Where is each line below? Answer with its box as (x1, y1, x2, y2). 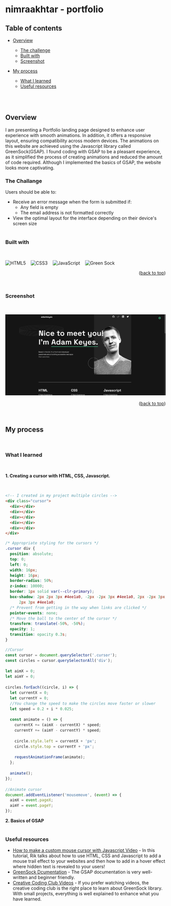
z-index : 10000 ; (10, 583, 44, 589)
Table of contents (5, 24, 62, 33)
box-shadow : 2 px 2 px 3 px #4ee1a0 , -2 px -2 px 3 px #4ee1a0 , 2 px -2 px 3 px (10, 595, 165, 600)
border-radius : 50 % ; (10, 578, 53, 583)
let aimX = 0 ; (5, 669, 36, 674)
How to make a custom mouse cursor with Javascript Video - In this (12, 847, 155, 854)
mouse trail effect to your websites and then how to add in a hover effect (12, 858, 165, 864)
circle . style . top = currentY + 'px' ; (14, 744, 95, 749)
